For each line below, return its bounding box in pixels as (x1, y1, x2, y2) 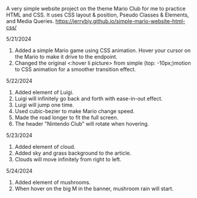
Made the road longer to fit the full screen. (14, 114, 119, 121)
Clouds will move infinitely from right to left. (14, 156, 122, 162)
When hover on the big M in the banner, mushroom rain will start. (14, 185, 174, 192)
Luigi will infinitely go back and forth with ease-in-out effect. (14, 95, 163, 102)
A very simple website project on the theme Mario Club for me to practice (6, 5, 186, 12)
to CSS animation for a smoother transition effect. (14, 66, 136, 73)
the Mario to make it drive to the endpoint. (14, 53, 117, 60)
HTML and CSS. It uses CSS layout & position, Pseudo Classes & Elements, (6, 11, 189, 18)
